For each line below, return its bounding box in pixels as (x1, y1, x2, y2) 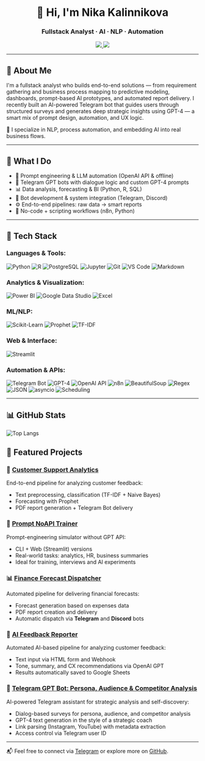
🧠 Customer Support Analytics (6, 466, 99, 474)
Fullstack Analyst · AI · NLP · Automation (41, 28, 164, 36)
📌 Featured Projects (6, 447, 83, 458)
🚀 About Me (6, 65, 52, 76)
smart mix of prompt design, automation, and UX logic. (6, 114, 145, 122)
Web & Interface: (6, 336, 57, 345)
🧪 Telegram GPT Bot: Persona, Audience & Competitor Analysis (6, 684, 197, 693)
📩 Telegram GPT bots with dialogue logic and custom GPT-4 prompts (15, 178, 189, 186)
